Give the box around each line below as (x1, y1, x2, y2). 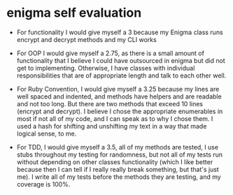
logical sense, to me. (16, 129, 77, 138)
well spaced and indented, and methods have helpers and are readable (16, 92, 222, 101)
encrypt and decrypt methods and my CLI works (16, 35, 157, 43)
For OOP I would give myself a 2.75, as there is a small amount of (16, 49, 204, 57)
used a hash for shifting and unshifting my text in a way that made (16, 122, 207, 130)
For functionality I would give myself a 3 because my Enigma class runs (16, 28, 223, 36)
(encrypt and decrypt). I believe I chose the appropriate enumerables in (16, 107, 223, 115)
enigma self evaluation (6, 5, 142, 21)
